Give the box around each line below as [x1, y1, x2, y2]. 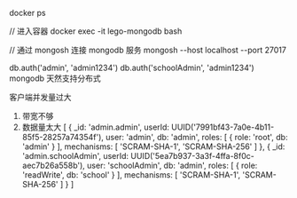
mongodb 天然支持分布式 [9, 73, 101, 83]
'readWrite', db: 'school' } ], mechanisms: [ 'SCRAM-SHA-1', [21, 170, 241, 180]
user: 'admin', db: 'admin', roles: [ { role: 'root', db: [106, 132, 288, 142]
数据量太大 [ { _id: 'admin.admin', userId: [21, 122, 170, 132]
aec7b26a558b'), [21, 160, 86, 170]
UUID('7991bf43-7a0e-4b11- [171, 122, 275, 132]
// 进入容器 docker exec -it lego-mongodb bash [9, 26, 183, 36]
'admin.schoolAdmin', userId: [21, 151, 129, 161]
